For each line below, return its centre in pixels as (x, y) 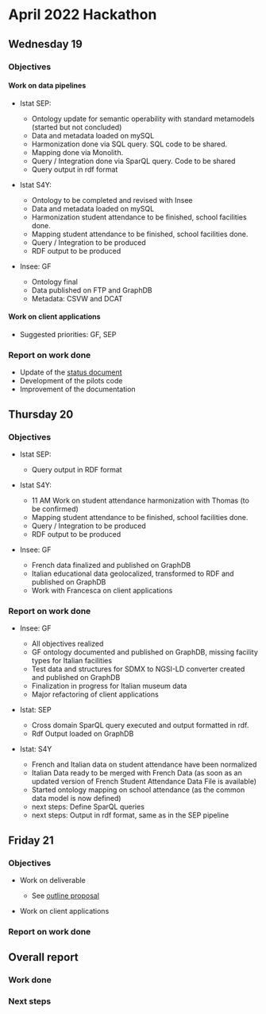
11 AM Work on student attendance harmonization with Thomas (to (141, 500)
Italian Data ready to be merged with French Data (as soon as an (137, 773)
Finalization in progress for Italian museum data (109, 686)
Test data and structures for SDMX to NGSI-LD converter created (138, 669)
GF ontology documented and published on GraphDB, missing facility (145, 652)
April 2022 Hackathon (83, 15)
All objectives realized (67, 644)
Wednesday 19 (46, 44)
